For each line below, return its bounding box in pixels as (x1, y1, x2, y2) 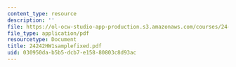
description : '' (7, 17, 55, 24)
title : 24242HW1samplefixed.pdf (7, 43, 102, 50)
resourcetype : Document (7, 36, 77, 43)
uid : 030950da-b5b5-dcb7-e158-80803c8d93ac (7, 50, 137, 57)
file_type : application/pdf (7, 29, 90, 37)
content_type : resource (7, 10, 77, 17)
